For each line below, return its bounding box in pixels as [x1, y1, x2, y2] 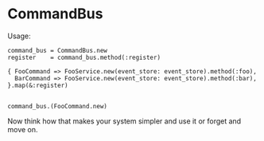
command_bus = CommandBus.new [7, 46, 108, 54]
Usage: [7, 31, 31, 41]
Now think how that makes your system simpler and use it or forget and [7, 116, 242, 126]
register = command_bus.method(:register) [7, 53, 161, 61]
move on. [7, 124, 38, 134]
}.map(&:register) [7, 81, 68, 89]
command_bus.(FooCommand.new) [7, 102, 108, 110]
